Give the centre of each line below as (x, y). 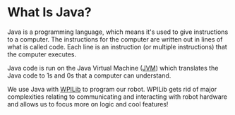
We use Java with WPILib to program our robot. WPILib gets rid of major (112, 89)
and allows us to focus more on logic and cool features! (88, 104)
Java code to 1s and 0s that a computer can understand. (89, 75)
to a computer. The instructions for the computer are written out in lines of (115, 39)
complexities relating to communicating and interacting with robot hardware (117, 97)
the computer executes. (42, 54)
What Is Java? (49, 12)
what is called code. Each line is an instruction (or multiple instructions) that (117, 47)
